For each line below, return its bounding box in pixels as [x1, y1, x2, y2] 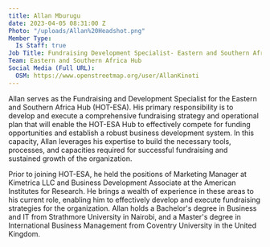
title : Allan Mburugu [8, 11, 81, 20]
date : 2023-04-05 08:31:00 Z [8, 19, 106, 27]
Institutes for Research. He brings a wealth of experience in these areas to [8, 186, 255, 196]
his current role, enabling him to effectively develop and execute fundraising [8, 195, 261, 204]
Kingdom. [8, 228, 41, 238]
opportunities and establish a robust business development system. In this [8, 128, 255, 138]
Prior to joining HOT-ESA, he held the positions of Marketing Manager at [8, 169, 247, 179]
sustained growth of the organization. [8, 154, 133, 163]
